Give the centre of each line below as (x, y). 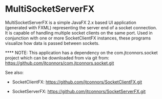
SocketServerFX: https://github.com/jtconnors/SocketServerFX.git (79, 91)
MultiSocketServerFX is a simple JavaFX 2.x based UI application (71, 22)
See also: (14, 72)
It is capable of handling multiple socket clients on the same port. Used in (79, 33)
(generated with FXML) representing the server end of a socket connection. (81, 27)
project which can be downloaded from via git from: (57, 58)
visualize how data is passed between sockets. (52, 43)
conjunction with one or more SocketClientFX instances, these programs (78, 38)
